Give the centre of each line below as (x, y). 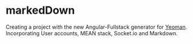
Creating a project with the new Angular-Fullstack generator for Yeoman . (96, 27)
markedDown (40, 10)
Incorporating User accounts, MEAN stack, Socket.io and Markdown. (92, 33)
